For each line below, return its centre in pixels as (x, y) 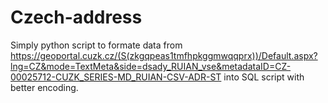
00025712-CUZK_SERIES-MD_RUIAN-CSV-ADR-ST (116, 77)
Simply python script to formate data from (96, 45)
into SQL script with (264, 77)
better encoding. (44, 87)
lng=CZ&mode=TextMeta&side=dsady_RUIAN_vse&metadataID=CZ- (151, 66)
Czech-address (76, 17)
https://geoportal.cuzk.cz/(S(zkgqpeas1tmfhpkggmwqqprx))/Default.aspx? (164, 55)
